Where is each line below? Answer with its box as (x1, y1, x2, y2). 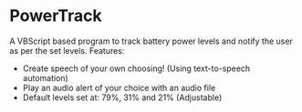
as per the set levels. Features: (9, 45, 125, 56)
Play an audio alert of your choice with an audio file (22, 82, 216, 93)
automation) (22, 72, 68, 83)
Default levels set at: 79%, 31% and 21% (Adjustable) (22, 92, 223, 103)
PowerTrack (9, 5, 102, 26)
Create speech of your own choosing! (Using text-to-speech (22, 63, 251, 74)
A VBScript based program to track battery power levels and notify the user (9, 36, 294, 46)
